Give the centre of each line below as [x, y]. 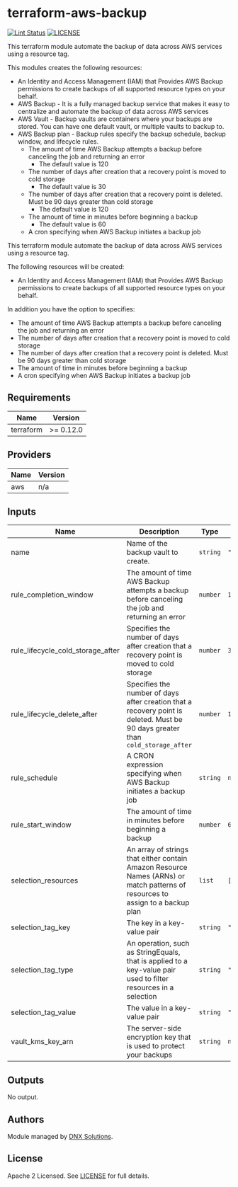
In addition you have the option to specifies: [71, 309]
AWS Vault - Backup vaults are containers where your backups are [115, 119]
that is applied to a [157, 961]
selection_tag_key [41, 927]
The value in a [150, 1008]
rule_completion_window [52, 595]
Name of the [147, 544]
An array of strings [158, 849]
